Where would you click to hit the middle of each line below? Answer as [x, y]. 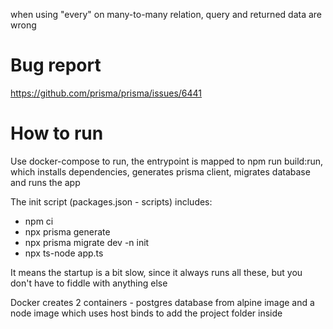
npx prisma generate [67, 231]
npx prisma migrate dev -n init [87, 242]
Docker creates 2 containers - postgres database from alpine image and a [162, 302]
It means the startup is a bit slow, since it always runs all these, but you [156, 272]
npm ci [39, 221]
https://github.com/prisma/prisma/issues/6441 [106, 93]
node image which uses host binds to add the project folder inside [146, 313]
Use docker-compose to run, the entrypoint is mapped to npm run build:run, [167, 161]
